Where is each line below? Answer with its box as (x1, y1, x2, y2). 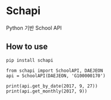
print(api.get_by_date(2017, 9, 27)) (6, 83, 98, 89)
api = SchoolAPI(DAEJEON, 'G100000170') (6, 72, 106, 79)
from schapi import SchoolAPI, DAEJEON (6, 68, 103, 74)
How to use (6, 42, 48, 52)
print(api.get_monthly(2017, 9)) (6, 88, 88, 94)
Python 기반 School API (6, 24, 62, 31)
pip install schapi (6, 57, 54, 63)
